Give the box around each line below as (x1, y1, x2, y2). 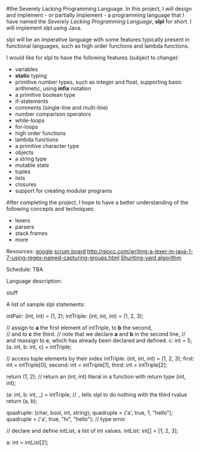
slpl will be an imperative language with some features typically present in (6, 36, 190, 43)
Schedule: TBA (6, 266, 43, 273)
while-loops (14, 117, 45, 124)
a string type (14, 155, 47, 162)
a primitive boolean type (14, 91, 75, 98)
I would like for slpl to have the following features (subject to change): (6, 54, 180, 61)
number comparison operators (14, 111, 92, 117)
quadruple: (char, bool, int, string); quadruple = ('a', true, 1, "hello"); (6, 409, 173, 416)
